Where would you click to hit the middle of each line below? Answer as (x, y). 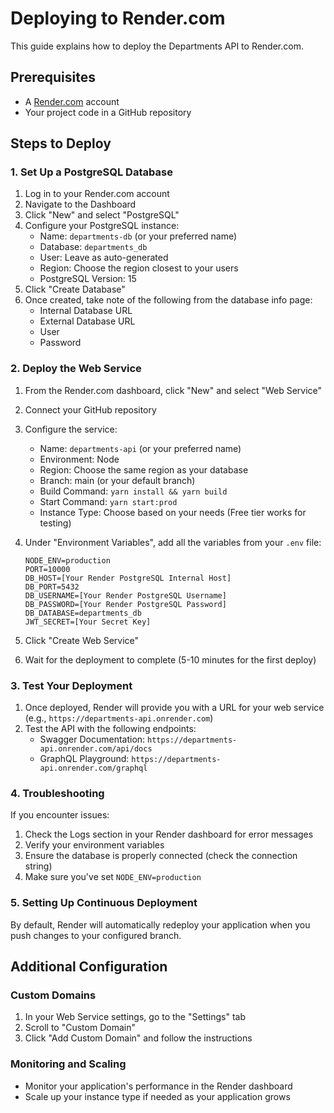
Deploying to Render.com (118, 18)
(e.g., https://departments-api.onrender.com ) (119, 718)
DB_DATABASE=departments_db (83, 613)
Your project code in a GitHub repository (108, 112)
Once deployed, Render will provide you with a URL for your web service (174, 708)
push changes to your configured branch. (96, 935)
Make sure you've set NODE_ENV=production (113, 877)
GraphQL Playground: (84, 759)
